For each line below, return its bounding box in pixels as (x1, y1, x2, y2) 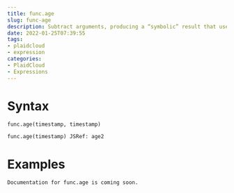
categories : (7, 56, 42, 62)
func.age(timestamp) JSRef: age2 (7, 133, 104, 140)
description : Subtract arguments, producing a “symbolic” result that (7, 23, 217, 30)
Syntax (7, 98, 49, 114)
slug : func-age (7, 17, 52, 24)
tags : (7, 36, 23, 43)
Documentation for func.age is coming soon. (7, 179, 139, 186)
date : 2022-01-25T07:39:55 (7, 29, 86, 37)
